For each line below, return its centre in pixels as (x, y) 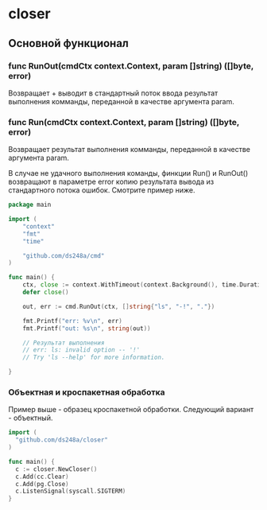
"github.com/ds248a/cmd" (64, 255)
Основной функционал (69, 43)
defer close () (46, 292)
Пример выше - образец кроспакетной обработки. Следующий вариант (131, 410)
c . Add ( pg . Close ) (42, 484)
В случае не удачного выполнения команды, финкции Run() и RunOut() (128, 173)
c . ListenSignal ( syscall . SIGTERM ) (71, 491)
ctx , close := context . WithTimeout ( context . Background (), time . (131, 285)
